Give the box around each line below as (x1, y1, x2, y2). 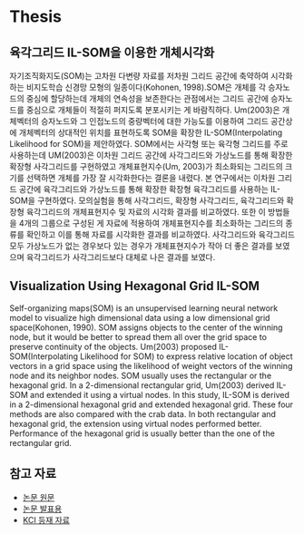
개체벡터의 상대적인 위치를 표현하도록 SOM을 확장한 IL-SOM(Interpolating (18, 127, 283, 138)
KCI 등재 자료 (22, 514, 71, 525)
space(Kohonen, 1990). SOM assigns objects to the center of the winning (9, 322, 283, 333)
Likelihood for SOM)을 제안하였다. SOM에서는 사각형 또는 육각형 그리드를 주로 (9, 139, 289, 149)
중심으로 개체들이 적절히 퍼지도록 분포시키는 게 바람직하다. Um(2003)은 (25, 104, 280, 115)
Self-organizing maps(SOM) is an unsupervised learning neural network (9, 302, 279, 314)
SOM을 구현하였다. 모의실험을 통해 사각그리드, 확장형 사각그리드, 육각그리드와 (9, 195, 285, 206)
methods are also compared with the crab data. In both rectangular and (9, 408, 277, 419)
